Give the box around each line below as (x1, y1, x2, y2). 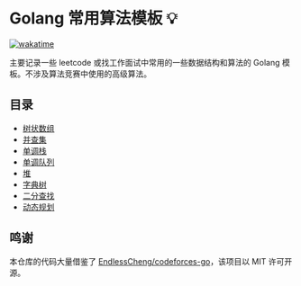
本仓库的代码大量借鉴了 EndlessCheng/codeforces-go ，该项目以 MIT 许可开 (9, 255, 293, 266)
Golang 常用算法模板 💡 (9, 8, 178, 29)
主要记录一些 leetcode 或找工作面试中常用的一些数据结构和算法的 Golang (9, 57, 281, 67)
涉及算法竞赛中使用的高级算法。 (32, 68, 151, 79)
